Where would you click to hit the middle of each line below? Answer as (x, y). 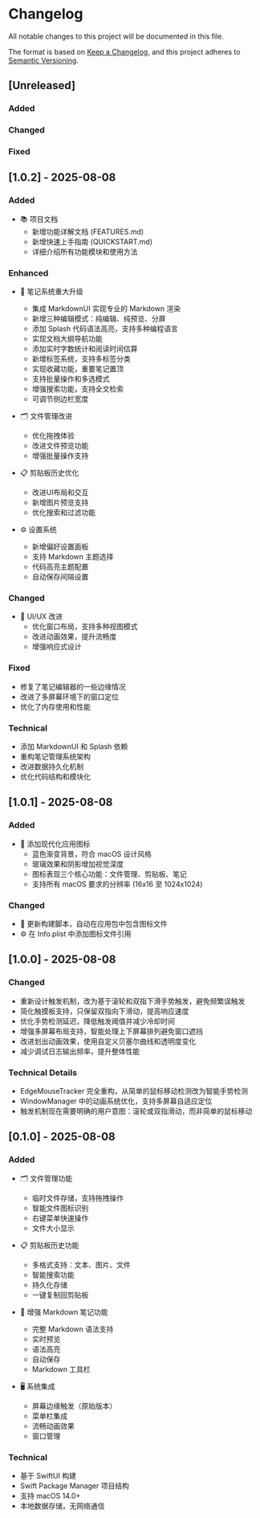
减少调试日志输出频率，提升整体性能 (80, 1051)
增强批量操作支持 (60, 456)
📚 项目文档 (39, 219)
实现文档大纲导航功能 (67, 339)
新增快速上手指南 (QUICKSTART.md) (92, 241)
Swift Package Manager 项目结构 (75, 1485)
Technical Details (43, 1072)
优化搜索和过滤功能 (64, 513)
